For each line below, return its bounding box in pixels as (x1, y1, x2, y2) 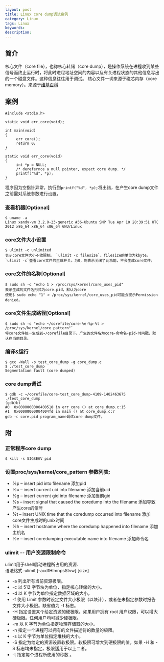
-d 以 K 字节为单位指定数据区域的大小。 (12, 590, 93, 596)
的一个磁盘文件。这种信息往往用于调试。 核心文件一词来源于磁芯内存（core (5, 76, 157, 81)
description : (5, 30, 32, 35)
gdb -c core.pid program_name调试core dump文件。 (5, 414, 105, 420)
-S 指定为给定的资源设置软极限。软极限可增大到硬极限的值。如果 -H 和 (12, 639, 155, 645)
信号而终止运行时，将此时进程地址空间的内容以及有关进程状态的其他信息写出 (5, 69, 160, 75)
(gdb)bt (5, 400, 21, 405)
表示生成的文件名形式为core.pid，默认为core (5, 287, 87, 292)
